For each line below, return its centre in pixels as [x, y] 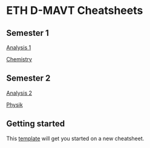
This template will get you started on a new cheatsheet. [75, 138]
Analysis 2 [19, 93]
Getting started [36, 124]
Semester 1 [28, 33]
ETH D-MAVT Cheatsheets [75, 11]
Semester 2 [28, 79]
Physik [15, 104]
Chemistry [19, 59]
